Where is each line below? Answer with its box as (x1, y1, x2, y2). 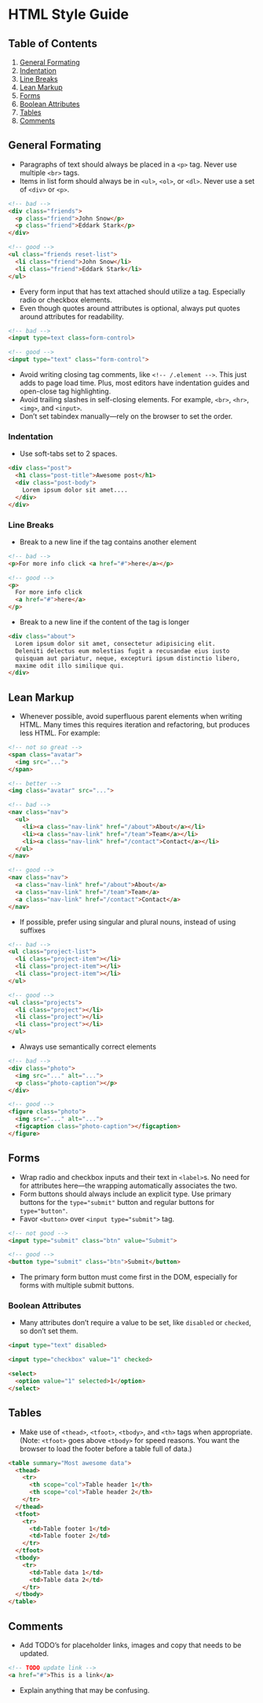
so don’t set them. (19, 1326, 79, 1336)
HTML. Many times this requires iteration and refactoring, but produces (19, 720, 250, 730)
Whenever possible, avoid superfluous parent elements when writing (19, 712, 243, 721)
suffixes (19, 925, 46, 935)
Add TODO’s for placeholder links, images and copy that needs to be (19, 1640, 242, 1650)
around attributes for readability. (19, 312, 124, 321)
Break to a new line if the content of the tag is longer (19, 617, 190, 627)
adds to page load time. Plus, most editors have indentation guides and (19, 379, 250, 388)
